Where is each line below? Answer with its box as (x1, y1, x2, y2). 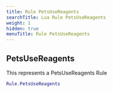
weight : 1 (6, 20, 31, 26)
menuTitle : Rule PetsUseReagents (6, 31, 90, 37)
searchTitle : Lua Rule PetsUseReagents (6, 14, 106, 20)
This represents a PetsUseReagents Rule (6, 69, 107, 76)
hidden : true (6, 25, 39, 32)
